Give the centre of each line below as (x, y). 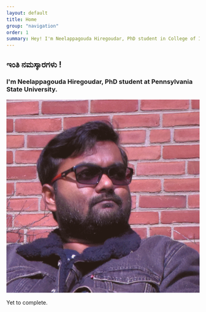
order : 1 (17, 32)
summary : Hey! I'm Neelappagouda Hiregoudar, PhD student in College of (101, 39)
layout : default (27, 13)
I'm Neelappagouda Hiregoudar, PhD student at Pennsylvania (100, 82)
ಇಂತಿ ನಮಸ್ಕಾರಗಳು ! (34, 64)
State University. (32, 89)
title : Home (21, 19)
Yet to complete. (27, 302)
